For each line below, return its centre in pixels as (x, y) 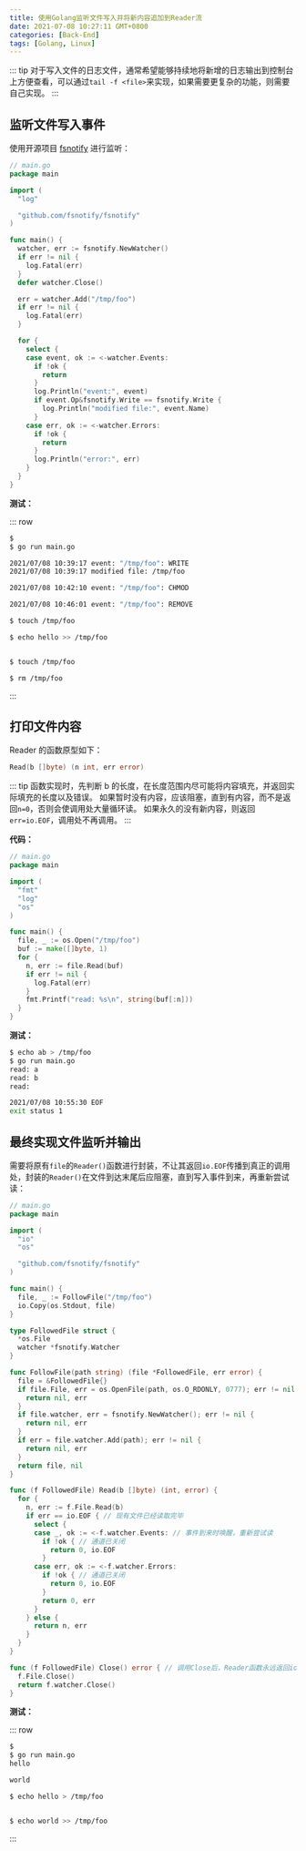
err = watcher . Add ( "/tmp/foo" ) (77, 299)
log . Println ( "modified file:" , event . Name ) (126, 409)
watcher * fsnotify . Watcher (69, 1348)
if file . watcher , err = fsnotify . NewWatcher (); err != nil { (136, 1415)
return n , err (61, 1626)
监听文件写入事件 (57, 124)
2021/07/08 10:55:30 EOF (56, 1103)
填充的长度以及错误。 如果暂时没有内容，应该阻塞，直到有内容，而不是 (150, 797)
